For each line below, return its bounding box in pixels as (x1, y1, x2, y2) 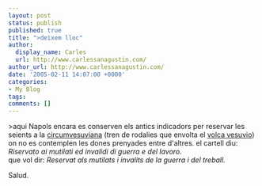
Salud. (8, 171, 29, 180)
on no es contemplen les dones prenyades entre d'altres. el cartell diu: (8, 139, 238, 148)
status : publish (8, 19, 62, 27)
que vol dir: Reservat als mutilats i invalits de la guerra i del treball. (8, 155, 226, 165)
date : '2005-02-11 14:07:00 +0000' (8, 70, 126, 78)
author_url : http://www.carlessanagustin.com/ (8, 63, 165, 71)
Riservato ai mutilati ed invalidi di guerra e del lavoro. (8, 147, 182, 157)
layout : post (8, 11, 51, 20)
